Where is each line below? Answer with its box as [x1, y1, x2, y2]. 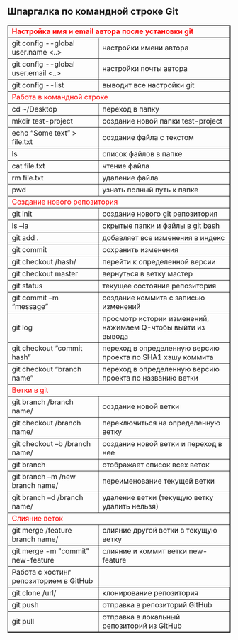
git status [11, 281, 43, 291]
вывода [102, 331, 129, 341]
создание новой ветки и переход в [102, 438, 222, 448]
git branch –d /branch [11, 492, 84, 502]
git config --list [11, 80, 64, 90]
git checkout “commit [11, 343, 83, 353]
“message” [11, 301, 49, 311]
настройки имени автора [102, 43, 189, 53]
